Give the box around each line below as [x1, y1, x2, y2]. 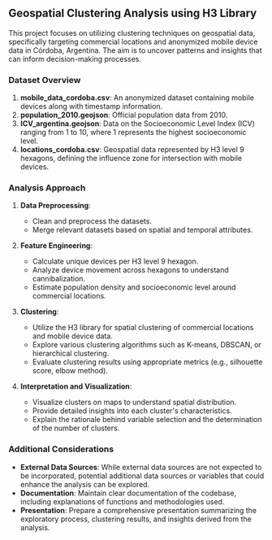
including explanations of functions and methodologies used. [19, 496, 225, 507]
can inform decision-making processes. [8, 54, 142, 63]
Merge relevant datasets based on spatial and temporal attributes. [32, 225, 253, 235]
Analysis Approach [8, 182, 86, 194]
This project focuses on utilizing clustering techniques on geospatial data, [8, 28, 256, 37]
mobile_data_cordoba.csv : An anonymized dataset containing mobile [19, 93, 254, 102]
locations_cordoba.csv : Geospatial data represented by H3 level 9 [19, 145, 245, 155]
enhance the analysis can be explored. [19, 479, 150, 489]
